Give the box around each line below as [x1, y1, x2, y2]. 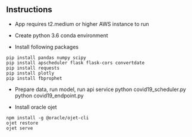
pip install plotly [6, 70, 55, 76]
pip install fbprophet [6, 75, 62, 81]
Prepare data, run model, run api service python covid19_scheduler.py [14, 86, 186, 93]
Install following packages [14, 43, 79, 50]
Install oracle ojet [14, 103, 57, 110]
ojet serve [6, 125, 33, 131]
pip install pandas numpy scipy [6, 54, 86, 61]
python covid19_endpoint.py [14, 92, 84, 99]
